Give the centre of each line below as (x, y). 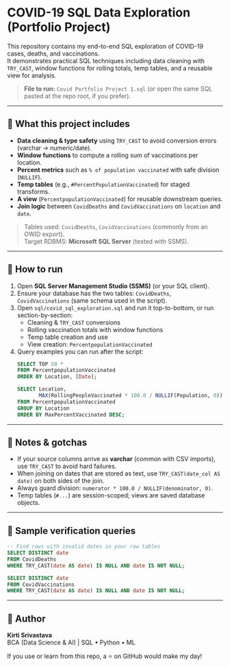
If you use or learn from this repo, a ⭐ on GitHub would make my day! (105, 656)
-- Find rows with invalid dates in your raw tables (84, 547)
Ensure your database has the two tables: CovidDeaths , (94, 293)
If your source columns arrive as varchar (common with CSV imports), (116, 459)
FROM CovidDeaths (32, 559)
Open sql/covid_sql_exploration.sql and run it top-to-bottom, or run (115, 307)
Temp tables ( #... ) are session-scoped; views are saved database (111, 495)
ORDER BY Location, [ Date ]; (57, 377)
